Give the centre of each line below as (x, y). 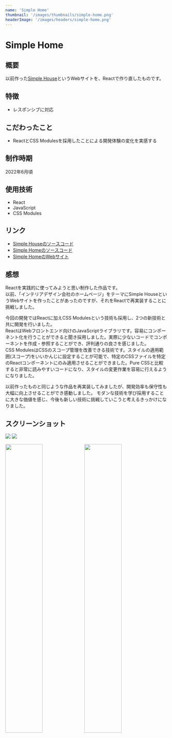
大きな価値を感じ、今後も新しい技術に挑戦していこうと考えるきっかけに (86, 400)
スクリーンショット (35, 423)
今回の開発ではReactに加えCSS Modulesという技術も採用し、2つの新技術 (83, 318)
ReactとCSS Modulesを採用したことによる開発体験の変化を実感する (85, 141)
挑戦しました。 (21, 307)
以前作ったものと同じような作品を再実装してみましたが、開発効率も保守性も (86, 387)
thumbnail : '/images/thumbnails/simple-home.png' (60, 15)
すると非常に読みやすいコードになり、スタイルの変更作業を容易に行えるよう (86, 369)
